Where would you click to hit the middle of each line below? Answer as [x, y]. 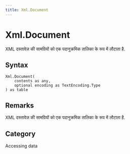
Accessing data [21, 146]
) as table [17, 90]
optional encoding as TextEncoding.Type [57, 86]
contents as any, [33, 81]
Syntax [17, 65]
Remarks [20, 105]
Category [20, 134]
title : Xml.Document [27, 10]
